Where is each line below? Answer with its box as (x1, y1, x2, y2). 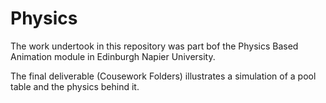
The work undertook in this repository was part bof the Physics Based (10, 40, 299, 52)
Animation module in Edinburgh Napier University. (10, 50, 216, 62)
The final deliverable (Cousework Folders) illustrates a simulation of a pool (10, 70, 317, 82)
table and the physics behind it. (10, 80, 140, 92)
